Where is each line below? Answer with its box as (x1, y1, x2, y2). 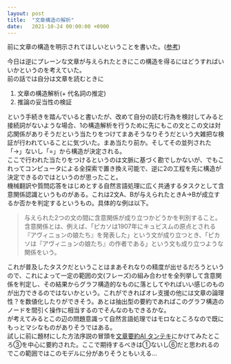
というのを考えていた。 (19, 66, 86, 75)
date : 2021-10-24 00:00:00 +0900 (7, 23, 110, 30)
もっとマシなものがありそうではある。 (7, 323, 116, 332)
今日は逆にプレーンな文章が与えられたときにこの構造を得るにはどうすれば (7, 57, 219, 66)
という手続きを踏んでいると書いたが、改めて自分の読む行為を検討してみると (7, 113, 224, 121)
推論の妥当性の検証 (17, 98, 72, 106)
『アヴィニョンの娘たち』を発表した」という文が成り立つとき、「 (23, 231, 208, 239)
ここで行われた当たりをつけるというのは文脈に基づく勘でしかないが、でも (7, 156, 219, 164)
